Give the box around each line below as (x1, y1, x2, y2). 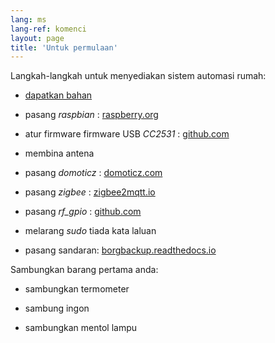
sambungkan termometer (24, 283, 130, 295)
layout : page (10, 33, 65, 43)
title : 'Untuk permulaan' (10, 42, 118, 53)
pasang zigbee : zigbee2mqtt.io (24, 186, 156, 198)
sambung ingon (24, 302, 90, 315)
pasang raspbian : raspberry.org (24, 109, 159, 121)
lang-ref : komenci (10, 24, 87, 34)
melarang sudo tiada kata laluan (24, 225, 157, 237)
